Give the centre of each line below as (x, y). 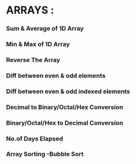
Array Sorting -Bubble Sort (45, 154)
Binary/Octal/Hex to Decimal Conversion (65, 122)
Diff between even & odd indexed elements (68, 91)
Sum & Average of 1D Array (45, 29)
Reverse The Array (33, 60)
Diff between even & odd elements (56, 76)
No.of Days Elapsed (34, 138)
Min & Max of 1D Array (38, 45)
